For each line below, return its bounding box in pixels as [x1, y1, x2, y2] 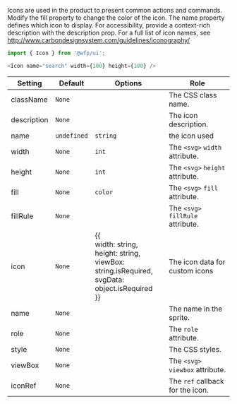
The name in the [169, 304, 223, 314]
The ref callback [169, 376, 224, 386]
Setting [17, 78, 42, 88]
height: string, [95, 248, 141, 258]
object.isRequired [95, 283, 153, 293]
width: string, [95, 239, 138, 249]
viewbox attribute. [169, 364, 226, 374]
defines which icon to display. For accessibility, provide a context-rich [7, 21, 210, 29]
